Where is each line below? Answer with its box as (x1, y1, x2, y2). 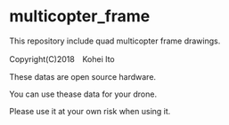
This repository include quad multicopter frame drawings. (9, 35, 221, 46)
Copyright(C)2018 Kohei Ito (9, 53, 116, 64)
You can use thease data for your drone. (9, 89, 158, 99)
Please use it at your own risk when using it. (9, 105, 171, 116)
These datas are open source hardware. (9, 71, 157, 82)
